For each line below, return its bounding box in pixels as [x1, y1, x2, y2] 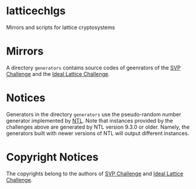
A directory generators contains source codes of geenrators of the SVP [6, 64, 181, 71]
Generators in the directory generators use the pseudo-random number [6, 111, 181, 118]
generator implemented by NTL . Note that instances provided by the [6, 117, 173, 124]
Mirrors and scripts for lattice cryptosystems [6, 24, 115, 31]
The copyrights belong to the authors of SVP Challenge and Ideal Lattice [6, 170, 184, 177]
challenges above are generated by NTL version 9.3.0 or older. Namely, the [6, 123, 190, 130]
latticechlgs [6, 4, 66, 18]
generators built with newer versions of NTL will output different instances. [6, 129, 189, 137]
